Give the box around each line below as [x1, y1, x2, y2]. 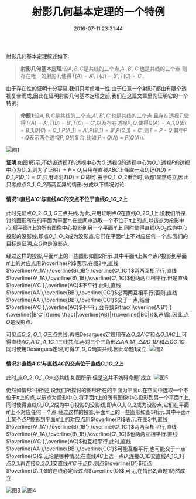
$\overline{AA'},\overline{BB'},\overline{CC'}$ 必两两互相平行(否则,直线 [6, 288, 177, 296]
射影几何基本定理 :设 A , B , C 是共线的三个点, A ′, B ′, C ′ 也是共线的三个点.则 [20, 65, 187, 72]
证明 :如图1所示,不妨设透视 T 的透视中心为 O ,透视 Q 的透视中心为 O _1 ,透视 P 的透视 [6, 159, 190, 166]
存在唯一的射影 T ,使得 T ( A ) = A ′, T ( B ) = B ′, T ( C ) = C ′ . [20, 72, 145, 79]
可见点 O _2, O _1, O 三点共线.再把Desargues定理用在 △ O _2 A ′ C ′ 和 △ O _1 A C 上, [6, 331, 183, 338]
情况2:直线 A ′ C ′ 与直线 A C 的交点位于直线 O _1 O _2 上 [6, 360, 124, 367]
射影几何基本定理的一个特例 [31, 5, 165, 19]
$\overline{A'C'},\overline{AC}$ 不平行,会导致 [6, 303, 115, 311]
